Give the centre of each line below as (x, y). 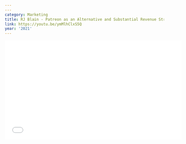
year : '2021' (18, 29)
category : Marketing (27, 15)
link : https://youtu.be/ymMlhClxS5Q (43, 24)
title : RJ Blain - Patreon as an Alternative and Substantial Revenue (81, 19)
